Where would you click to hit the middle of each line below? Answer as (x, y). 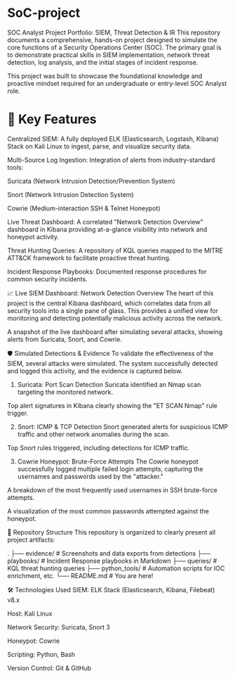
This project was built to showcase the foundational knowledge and (105, 76)
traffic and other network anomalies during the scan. (93, 434)
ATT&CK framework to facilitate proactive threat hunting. (89, 257)
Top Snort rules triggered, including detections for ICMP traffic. (99, 447)
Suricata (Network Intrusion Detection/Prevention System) (91, 181)
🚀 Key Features (52, 119)
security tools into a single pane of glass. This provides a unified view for (113, 310)
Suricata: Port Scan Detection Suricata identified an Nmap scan (109, 384)
